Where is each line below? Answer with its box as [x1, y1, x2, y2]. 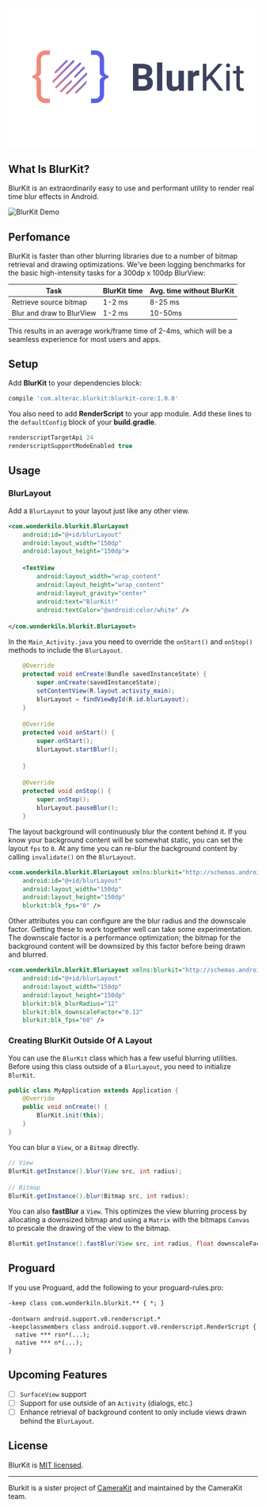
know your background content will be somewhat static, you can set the [8, 835, 243, 845]
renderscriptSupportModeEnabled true [8, 443, 133, 451]
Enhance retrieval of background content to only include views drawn [19, 1407, 247, 1417]
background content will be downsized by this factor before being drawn [8, 941, 245, 951]
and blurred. [8, 950, 49, 960]
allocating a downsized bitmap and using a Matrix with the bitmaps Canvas [8, 1215, 250, 1225]
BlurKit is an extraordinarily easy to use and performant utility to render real [8, 183, 255, 193]
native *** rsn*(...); [15, 1331, 90, 1339]
